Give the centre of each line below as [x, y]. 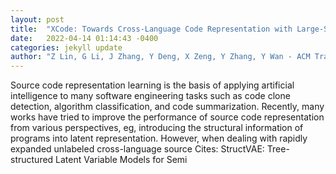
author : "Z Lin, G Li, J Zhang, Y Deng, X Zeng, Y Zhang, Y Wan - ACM [160, 57]
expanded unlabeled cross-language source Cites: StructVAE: [137, 149]
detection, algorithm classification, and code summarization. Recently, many [167, 107]
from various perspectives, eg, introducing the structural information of [157, 128]
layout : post [37, 19]
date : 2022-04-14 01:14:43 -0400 [84, 38]
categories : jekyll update [66, 47]
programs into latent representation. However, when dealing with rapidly [159, 138]
